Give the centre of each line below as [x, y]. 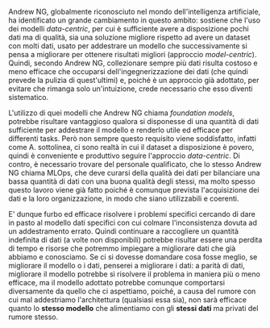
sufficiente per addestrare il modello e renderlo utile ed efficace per [121, 130]
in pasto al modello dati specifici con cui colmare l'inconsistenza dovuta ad [133, 222]
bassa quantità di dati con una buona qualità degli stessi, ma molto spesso [132, 181]
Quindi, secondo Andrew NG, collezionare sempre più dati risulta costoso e [133, 63]
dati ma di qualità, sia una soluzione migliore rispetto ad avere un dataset [129, 37]
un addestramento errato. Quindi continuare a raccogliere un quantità [124, 231]
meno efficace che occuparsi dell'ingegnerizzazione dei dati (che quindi [128, 71]
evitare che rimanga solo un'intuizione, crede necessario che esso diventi [131, 89]
